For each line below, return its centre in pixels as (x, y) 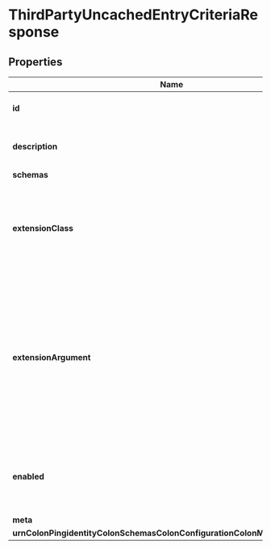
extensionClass (43, 228)
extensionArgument (52, 357)
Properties (35, 62)
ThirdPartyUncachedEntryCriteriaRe (133, 15)
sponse (34, 32)
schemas (30, 175)
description (35, 147)
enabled (28, 476)
